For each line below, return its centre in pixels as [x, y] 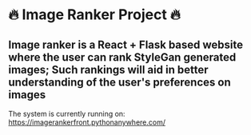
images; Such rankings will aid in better [108, 69]
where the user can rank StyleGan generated [122, 57]
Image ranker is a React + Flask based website [126, 44]
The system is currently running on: [67, 114]
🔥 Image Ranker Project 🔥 [95, 15]
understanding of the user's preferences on [120, 82]
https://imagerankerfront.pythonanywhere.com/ [87, 122]
